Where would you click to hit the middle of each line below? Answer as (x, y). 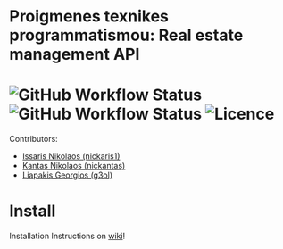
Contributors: (33, 139)
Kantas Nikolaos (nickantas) (74, 166)
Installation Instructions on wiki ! (67, 236)
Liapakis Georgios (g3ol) (67, 175)
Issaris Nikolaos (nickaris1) (71, 156)
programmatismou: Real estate (126, 35)
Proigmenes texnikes (89, 17)
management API (75, 54)
